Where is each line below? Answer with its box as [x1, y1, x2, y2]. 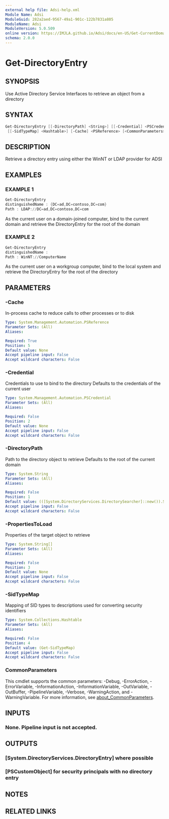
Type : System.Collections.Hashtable [5, 617, 82, 623]
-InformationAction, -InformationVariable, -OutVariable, [35, 683, 149, 689]
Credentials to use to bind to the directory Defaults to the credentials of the [5, 380, 161, 386]
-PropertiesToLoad [5, 520, 52, 528]
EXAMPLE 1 [5, 186, 34, 193]
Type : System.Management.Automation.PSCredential [5, 395, 112, 401]
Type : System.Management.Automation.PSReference [5, 320, 109, 325]
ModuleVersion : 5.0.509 [5, 26, 55, 31]
